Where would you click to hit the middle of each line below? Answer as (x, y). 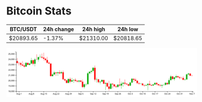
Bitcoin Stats (39, 11)
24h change (59, 29)
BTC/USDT (24, 29)
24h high (94, 29)
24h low (128, 29)
